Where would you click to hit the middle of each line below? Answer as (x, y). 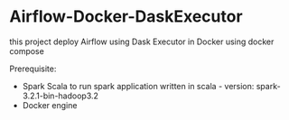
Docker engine (50, 105)
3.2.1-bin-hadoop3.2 (61, 96)
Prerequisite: (33, 69)
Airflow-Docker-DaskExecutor (126, 17)
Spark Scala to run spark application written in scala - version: (138, 86)
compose (27, 51)
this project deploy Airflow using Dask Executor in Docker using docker (142, 42)
